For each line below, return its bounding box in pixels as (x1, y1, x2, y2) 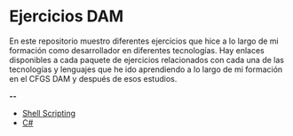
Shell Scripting (21, 108, 76, 118)
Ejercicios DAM (9, 6, 124, 27)
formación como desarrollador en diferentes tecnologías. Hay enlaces (9, 44, 265, 55)
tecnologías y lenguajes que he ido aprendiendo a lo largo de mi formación (9, 64, 283, 75)
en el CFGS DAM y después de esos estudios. (9, 73, 178, 84)
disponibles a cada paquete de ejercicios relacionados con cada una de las (9, 54, 284, 65)
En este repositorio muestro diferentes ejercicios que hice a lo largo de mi (9, 36, 280, 46)
